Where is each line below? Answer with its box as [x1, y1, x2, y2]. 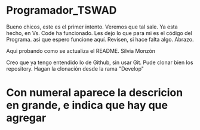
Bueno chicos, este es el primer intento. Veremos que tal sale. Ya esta [6, 23, 178, 30]
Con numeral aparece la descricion [6, 86, 183, 100]
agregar [6, 111, 47, 125]
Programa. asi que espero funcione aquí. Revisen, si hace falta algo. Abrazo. [6, 36, 194, 43]
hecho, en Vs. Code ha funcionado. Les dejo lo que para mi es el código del [6, 29, 192, 36]
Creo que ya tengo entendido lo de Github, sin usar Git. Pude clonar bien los [6, 59, 193, 66]
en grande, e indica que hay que [6, 99, 168, 112]
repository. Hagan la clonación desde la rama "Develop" [6, 65, 144, 72]
